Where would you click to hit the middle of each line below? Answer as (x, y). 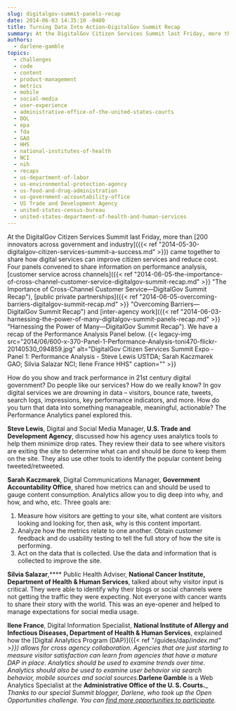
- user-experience (41, 106)
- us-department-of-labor (52, 177)
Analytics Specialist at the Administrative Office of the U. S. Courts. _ (108, 685)
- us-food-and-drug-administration (66, 191)
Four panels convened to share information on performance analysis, (107, 266)
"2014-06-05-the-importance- (178, 274)
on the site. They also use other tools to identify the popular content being (114, 458)
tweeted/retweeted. (36, 466)
